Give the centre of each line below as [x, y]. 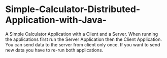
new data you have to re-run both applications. [54, 50]
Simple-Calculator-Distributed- [73, 9]
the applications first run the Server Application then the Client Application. [84, 39]
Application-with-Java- [56, 20]
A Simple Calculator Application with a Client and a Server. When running [82, 34]
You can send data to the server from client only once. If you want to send [83, 44]
